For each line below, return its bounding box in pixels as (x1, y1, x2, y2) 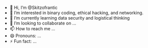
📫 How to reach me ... (9, 26, 55, 31)
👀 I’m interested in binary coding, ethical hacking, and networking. (9, 10, 144, 16)
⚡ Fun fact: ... (9, 38, 37, 44)
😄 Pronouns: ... (9, 33, 42, 39)
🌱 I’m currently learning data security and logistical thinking (9, 15, 130, 21)
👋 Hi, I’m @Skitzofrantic (9, 5, 58, 10)
